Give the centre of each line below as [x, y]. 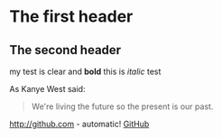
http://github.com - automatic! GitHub [79, 124]
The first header [71, 17]
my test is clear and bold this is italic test [85, 71]
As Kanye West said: [47, 89]
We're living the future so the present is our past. [122, 106]
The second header [65, 50]
